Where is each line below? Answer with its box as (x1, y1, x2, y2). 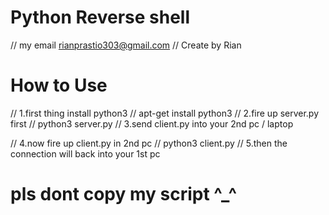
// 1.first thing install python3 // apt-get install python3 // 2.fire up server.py (10, 107, 320, 119)
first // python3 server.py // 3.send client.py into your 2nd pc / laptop (10, 117, 294, 130)
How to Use (10, 74, 108, 97)
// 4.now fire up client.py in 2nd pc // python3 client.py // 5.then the (10, 137, 288, 149)
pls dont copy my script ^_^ (10, 183, 238, 206)
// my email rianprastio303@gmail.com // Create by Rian (10, 39, 242, 51)
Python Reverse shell (10, 6, 191, 29)
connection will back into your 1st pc (10, 147, 161, 160)
